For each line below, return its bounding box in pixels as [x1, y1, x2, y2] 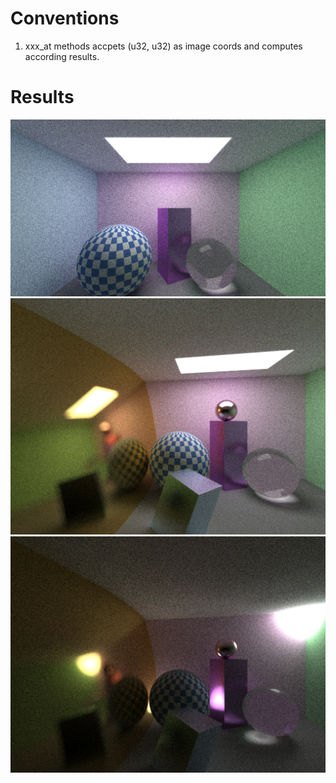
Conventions [10, 7, 120, 30]
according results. [24, 50, 100, 62]
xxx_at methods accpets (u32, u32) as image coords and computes [24, 40, 303, 52]
